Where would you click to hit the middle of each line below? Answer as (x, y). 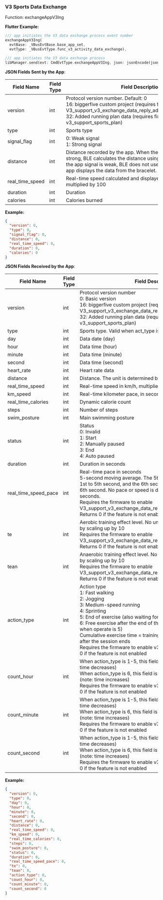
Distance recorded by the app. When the (112, 152)
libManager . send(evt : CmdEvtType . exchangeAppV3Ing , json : (65, 62)
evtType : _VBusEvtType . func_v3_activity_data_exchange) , (68, 49)
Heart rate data (97, 370)
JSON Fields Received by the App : (40, 266)
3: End (87, 450)
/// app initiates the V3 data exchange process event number (69, 36)
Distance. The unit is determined (117, 379)
